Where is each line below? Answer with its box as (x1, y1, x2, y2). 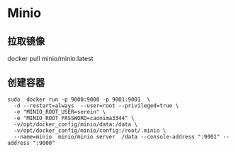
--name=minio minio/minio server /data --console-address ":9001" (13, 133, 220, 140)
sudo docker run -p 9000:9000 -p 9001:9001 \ (7, 96, 151, 103)
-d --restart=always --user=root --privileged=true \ (13, 102, 179, 109)
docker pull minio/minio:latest (7, 55, 94, 63)
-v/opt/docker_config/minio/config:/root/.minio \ (13, 126, 167, 134)
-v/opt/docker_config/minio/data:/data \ (13, 121, 138, 128)
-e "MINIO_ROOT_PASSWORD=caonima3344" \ (13, 114, 135, 121)
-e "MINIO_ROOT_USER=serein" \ (13, 108, 106, 115)
